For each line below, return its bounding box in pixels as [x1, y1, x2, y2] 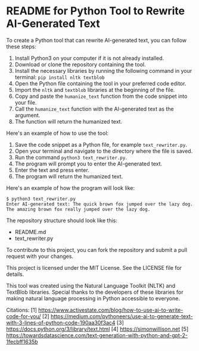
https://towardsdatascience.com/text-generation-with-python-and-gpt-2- [6, 331, 188, 338]
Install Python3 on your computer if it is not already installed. [14, 54, 164, 61]
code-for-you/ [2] [6, 312, 49, 320]
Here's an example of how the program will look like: [6, 184, 135, 192]
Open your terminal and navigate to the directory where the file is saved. [14, 147, 193, 155]
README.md [14, 228, 46, 235]
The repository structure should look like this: [6, 217, 117, 224]
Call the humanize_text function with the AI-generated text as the [14, 105, 174, 112]
